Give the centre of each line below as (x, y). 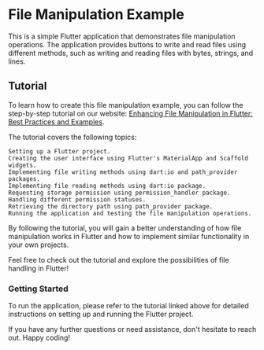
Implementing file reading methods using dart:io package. (107, 186)
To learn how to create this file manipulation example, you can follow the (126, 105)
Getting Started (38, 289)
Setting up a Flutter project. (59, 151)
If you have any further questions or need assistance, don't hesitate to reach (132, 330)
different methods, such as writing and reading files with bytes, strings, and (131, 53)
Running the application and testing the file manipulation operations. (130, 213)
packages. (24, 179)
